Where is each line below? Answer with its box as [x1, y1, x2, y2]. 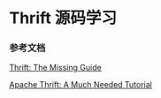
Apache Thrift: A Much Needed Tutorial [9, 79, 152, 90]
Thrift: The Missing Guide [9, 63, 102, 73]
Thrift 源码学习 [9, 8, 118, 28]
